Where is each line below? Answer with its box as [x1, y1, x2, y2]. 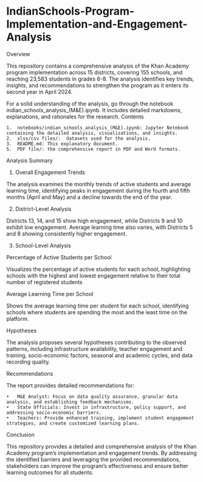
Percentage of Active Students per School [6, 253, 112, 261]
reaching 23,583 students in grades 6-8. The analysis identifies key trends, [6, 75, 194, 82]
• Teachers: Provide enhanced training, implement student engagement [6, 415, 194, 421]
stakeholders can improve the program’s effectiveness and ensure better [6, 462, 188, 469]
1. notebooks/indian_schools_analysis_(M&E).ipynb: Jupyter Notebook [6, 124, 189, 131]
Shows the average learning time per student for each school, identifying [6, 302, 190, 309]
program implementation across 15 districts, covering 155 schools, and [6, 68, 183, 76]
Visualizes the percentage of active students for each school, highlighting [6, 265, 191, 273]
